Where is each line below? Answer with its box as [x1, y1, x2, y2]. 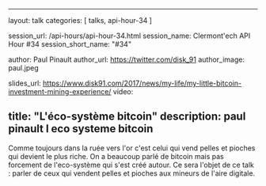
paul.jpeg [8, 63, 39, 72]
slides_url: [8, 78, 41, 88]
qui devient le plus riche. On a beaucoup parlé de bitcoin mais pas [8, 151, 224, 161]
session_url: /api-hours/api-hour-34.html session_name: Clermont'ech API [8, 31, 251, 40]
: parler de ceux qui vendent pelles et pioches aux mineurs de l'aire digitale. [8, 168, 256, 178]
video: [112, 87, 134, 96]
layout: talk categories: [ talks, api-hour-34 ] [8, 16, 153, 25]
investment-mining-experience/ [8, 87, 112, 96]
